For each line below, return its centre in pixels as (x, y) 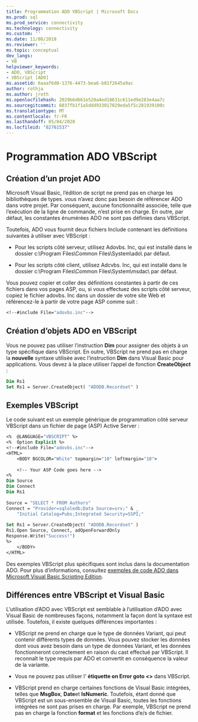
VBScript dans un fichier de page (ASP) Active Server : (73, 426)
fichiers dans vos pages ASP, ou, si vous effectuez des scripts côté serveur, (99, 289)
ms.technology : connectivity (42, 28)
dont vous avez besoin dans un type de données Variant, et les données (103, 646)
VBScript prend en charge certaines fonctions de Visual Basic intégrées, (103, 688)
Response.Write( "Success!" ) (41, 536)
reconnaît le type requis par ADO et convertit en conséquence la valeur (101, 659)
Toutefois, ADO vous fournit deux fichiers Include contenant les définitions (97, 229)
